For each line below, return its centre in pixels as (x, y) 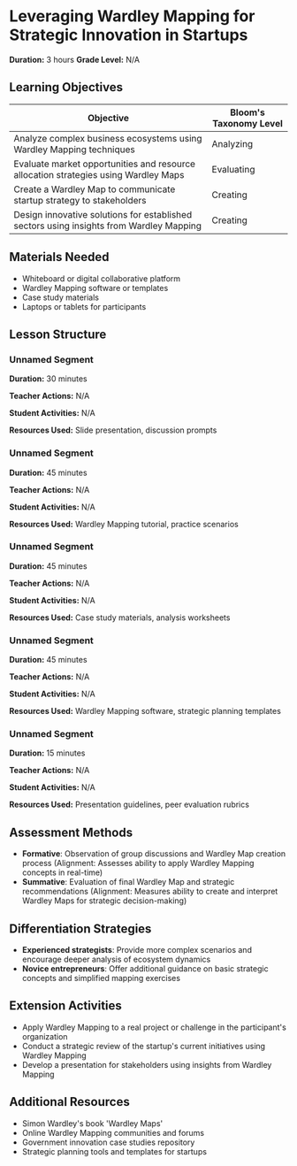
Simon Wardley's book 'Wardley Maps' (92, 1123)
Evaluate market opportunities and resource (105, 164)
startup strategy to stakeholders (80, 200)
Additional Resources (69, 1102)
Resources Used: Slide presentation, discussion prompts (113, 430)
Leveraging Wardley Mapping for (132, 16)
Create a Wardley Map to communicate (95, 189)
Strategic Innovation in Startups (129, 35)
